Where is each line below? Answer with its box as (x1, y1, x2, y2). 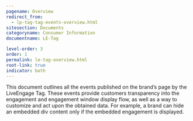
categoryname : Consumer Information (6, 30, 95, 36)
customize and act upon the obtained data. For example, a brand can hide (6, 102, 184, 109)
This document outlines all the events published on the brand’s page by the (6, 84, 187, 91)
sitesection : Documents (6, 24, 64, 31)
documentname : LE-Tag (6, 35, 59, 41)
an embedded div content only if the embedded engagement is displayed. (6, 108, 184, 115)
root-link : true (6, 62, 46, 68)
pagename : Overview (6, 8, 54, 15)
